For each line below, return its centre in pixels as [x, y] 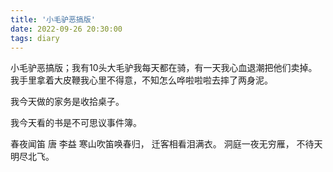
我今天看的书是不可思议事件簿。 [76, 123]
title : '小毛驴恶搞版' [53, 19]
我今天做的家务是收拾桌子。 [67, 102]
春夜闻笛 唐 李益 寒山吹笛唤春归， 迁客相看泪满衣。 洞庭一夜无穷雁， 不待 [162, 144]
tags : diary [35, 38]
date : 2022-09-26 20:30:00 [66, 29]
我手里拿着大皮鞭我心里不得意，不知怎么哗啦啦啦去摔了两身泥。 [141, 80]
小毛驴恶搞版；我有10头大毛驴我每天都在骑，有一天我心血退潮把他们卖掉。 [164, 68]
